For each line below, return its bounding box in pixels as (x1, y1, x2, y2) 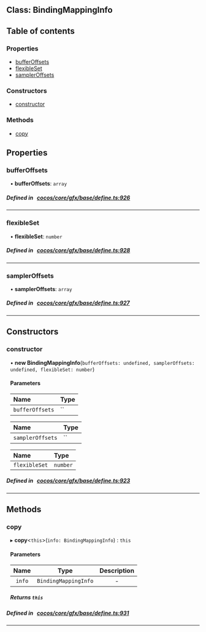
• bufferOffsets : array (10, 180, 67, 187)
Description (99, 566, 135, 575)
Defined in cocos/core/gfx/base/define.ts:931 (6, 609, 129, 617)
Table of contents (6, 26, 75, 36)
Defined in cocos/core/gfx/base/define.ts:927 (6, 299, 130, 306)
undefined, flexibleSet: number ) (10, 365, 95, 373)
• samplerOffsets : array (10, 285, 72, 292)
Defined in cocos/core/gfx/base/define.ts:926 (6, 193, 131, 201)
